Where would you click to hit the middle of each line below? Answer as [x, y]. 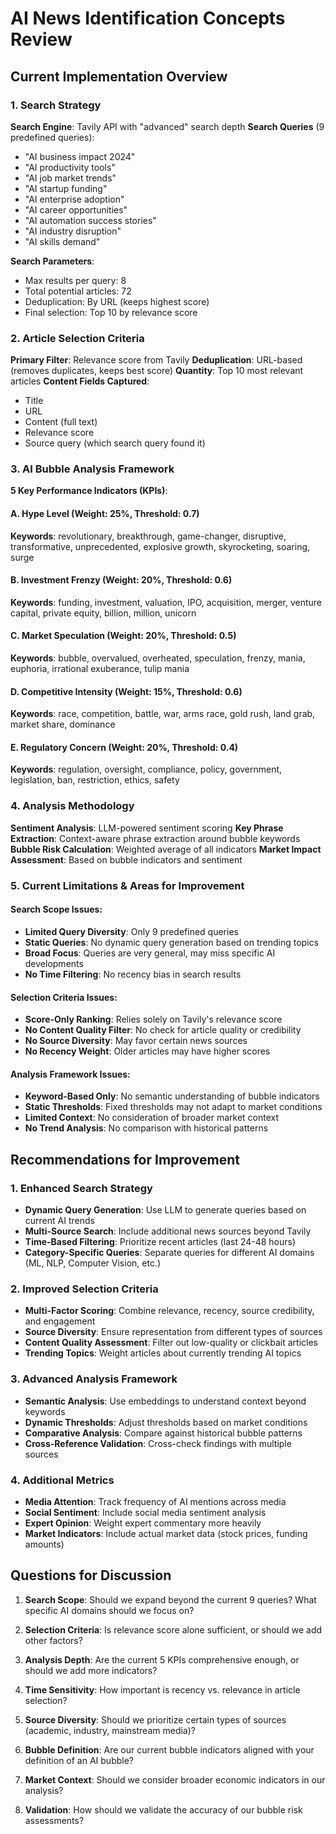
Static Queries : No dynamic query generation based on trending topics [171, 942]
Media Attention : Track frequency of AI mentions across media [155, 1501]
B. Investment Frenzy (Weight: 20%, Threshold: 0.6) [121, 580]
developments [54, 963]
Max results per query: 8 [75, 280]
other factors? [53, 1640]
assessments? [54, 1820]
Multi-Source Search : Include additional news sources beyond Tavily [168, 1231]
